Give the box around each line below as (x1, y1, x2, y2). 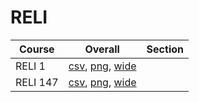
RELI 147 (15, 75, 59, 89)
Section (146, 42, 184, 56)
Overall (84, 42, 120, 56)
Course (19, 42, 55, 56)
